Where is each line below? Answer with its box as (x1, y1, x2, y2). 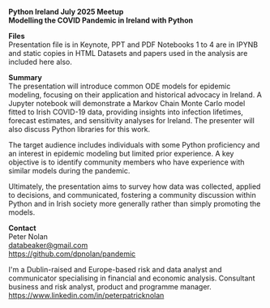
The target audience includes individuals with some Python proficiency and (8, 140, 260, 149)
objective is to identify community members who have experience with (8, 157, 245, 167)
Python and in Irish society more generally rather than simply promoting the (8, 199, 261, 208)
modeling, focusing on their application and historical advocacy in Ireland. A (8, 90, 262, 100)
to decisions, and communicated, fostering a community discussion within (8, 190, 257, 199)
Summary (8, 73, 42, 82)
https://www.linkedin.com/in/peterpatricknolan (8, 291, 165, 300)
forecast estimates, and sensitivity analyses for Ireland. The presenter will (8, 116, 255, 125)
